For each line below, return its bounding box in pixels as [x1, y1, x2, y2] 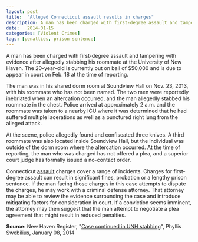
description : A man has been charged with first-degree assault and [6, 19, 178, 25]
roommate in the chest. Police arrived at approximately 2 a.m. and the [6, 101, 176, 108]
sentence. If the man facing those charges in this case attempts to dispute [6, 180, 186, 187]
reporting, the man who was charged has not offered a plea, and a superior [6, 150, 189, 157]
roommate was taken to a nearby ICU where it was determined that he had [6, 107, 187, 114]
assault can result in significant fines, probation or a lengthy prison [24, 174, 187, 181]
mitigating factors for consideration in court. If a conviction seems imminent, [6, 199, 192, 206]
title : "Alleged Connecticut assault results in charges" [6, 14, 154, 20]
